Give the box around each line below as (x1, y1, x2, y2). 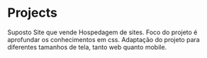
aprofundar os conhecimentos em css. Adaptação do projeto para (7, 35, 200, 43)
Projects (7, 5, 58, 21)
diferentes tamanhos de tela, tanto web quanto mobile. (7, 43, 167, 51)
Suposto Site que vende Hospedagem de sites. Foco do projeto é (7, 28, 198, 36)
